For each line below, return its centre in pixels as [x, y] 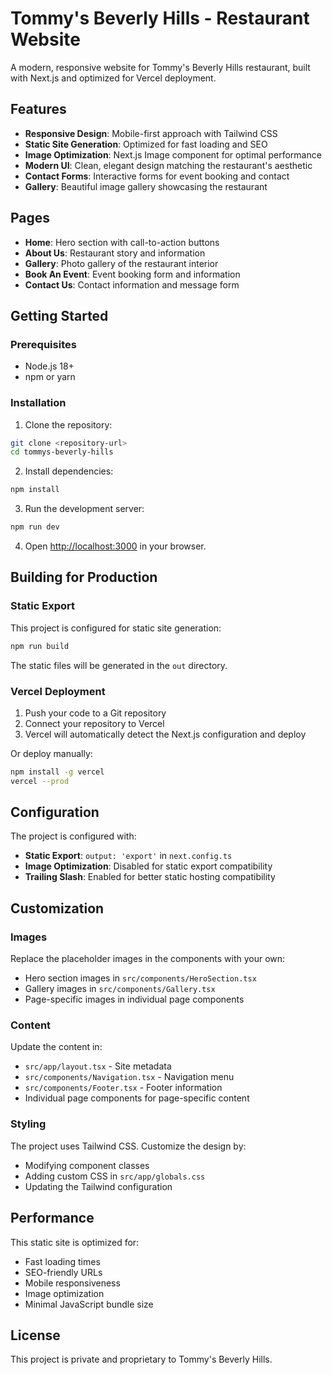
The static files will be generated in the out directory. [119, 665]
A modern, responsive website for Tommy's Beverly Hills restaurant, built [160, 67]
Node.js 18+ [49, 366]
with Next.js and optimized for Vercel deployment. [113, 78]
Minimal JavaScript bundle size [89, 1304]
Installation [38, 403]
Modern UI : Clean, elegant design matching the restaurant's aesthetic [168, 165]
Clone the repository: [68, 424]
